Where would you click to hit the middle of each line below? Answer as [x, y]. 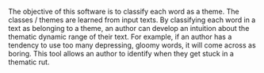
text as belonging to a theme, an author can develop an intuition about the [129, 28]
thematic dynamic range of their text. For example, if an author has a [120, 36]
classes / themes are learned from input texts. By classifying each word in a [132, 20]
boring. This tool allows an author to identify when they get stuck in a [121, 54]
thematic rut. [29, 62]
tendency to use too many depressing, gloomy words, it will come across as [132, 45]
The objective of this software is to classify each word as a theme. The [124, 12]
